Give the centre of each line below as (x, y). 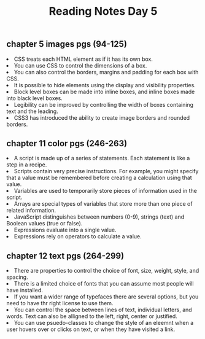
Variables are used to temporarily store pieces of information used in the (106, 191)
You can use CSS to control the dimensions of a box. (81, 65)
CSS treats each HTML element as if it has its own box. (84, 59)
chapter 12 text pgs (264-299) (65, 256)
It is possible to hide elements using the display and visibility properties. (105, 85)
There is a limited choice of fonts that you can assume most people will (104, 284)
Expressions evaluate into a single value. (65, 230)
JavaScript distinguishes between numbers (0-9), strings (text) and (99, 217)
